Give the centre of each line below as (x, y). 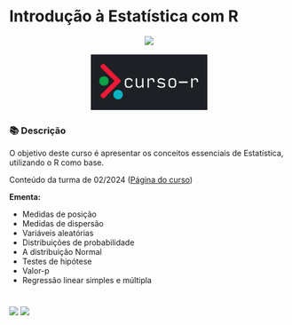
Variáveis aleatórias (58, 234)
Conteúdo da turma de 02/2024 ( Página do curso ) (101, 180)
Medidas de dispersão (63, 224)
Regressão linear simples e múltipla (87, 281)
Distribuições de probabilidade (78, 242)
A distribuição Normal (62, 252)
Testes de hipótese (57, 262)
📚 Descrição (38, 131)
